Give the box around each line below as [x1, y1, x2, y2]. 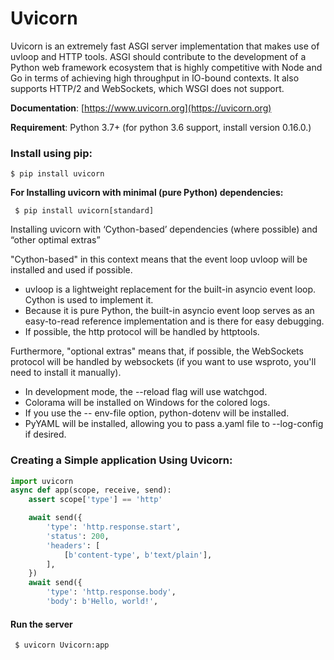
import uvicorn [10, 476, 74, 486]
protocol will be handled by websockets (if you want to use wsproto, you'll [10, 356, 317, 368]
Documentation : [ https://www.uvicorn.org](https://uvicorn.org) [10, 102, 272, 114]
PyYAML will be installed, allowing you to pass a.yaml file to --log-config [24, 418, 324, 430]
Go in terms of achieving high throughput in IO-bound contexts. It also [10, 72, 300, 84]
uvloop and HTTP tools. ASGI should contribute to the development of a [10, 50, 307, 62]
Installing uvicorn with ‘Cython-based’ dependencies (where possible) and [10, 223, 318, 236]
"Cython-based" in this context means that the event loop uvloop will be [10, 253, 308, 266]
